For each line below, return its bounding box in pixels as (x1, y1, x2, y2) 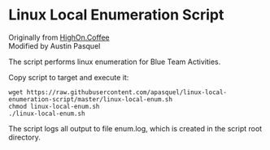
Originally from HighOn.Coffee (8, 32, 110, 42)
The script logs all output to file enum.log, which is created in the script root (8, 123, 263, 133)
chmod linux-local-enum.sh (8, 102, 100, 110)
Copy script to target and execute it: (8, 72, 129, 82)
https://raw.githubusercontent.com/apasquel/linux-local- (26, 88, 228, 96)
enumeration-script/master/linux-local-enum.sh (8, 95, 173, 103)
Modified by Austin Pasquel (8, 41, 101, 50)
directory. (8, 132, 41, 142)
